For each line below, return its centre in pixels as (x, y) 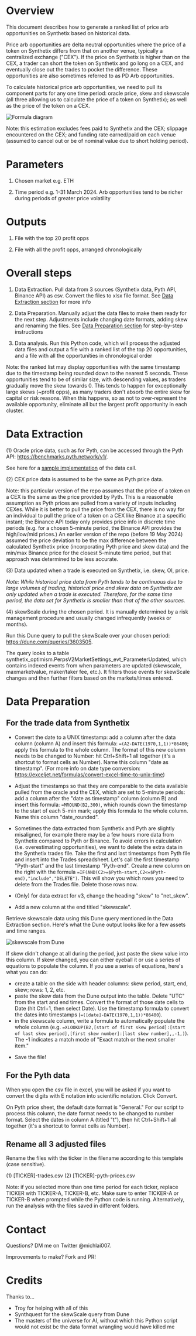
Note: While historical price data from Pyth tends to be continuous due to (94, 581)
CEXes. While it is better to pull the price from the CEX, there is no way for (95, 509)
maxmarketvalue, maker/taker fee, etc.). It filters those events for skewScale (98, 672)
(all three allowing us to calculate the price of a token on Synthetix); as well (97, 99)
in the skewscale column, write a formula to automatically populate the (100, 1020)
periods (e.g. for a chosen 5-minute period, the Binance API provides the (94, 527)
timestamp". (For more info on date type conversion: (77, 768)
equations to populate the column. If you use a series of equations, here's (95, 966)
